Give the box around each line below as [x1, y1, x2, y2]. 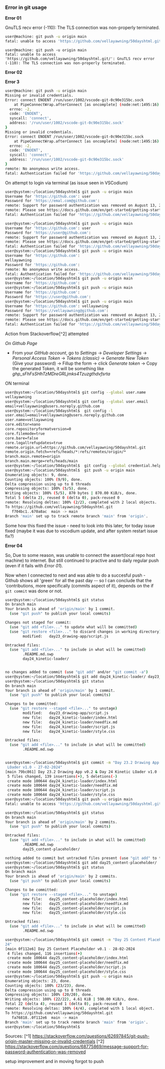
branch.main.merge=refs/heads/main [5, 459, 78, 464]
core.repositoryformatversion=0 [5, 427, 71, 432]
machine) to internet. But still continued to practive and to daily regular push [5, 557, 159, 563]
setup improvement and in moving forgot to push [5, 1059, 104, 1065]
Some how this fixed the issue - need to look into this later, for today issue [5, 522, 155, 528]
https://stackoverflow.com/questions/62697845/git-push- [32, 1033, 150, 1039]
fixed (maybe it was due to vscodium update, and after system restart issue [5, 528, 158, 534]
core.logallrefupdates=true [5, 440, 63, 445]
